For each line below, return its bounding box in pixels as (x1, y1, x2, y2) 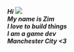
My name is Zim (7, 15, 54, 23)
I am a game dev (7, 30, 57, 37)
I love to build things (7, 22, 68, 31)
